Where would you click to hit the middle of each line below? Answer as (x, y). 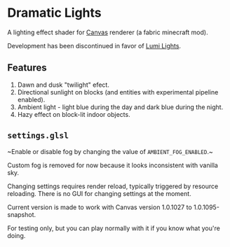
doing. (16, 235)
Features (27, 68)
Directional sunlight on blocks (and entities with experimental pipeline (118, 92)
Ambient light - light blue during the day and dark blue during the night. (120, 107)
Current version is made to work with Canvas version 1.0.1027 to (100, 207)
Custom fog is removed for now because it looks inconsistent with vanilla (113, 165)
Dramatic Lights (54, 13)
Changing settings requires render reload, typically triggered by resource (113, 186)
